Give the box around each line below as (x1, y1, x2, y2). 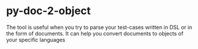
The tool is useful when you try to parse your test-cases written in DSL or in (6, 24, 193, 31)
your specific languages (6, 36, 66, 43)
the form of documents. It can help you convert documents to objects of (6, 30, 184, 37)
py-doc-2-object (6, 4, 91, 18)
